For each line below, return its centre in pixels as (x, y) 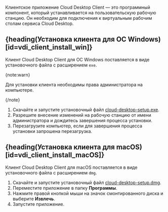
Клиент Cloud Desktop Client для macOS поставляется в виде (71, 167)
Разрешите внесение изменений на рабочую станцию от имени (82, 115)
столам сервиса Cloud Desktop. (39, 23)
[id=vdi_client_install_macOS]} (55, 155)
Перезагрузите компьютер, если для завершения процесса (77, 126)
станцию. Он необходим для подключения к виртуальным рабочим (79, 18)
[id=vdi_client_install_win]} (49, 47)
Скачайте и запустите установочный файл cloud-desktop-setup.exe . (86, 110)
